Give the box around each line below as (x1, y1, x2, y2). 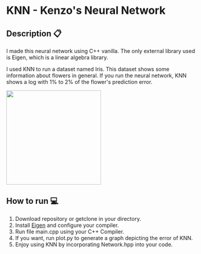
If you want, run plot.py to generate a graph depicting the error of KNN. (15, 234, 193, 241)
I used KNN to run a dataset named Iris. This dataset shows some (6, 66, 170, 72)
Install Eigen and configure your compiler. (15, 221, 119, 229)
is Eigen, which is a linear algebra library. (6, 54, 108, 61)
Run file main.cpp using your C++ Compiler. (15, 227, 125, 235)
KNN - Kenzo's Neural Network (6, 4, 166, 17)
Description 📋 (6, 28, 62, 39)
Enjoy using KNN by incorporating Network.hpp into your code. (15, 241, 173, 248)
